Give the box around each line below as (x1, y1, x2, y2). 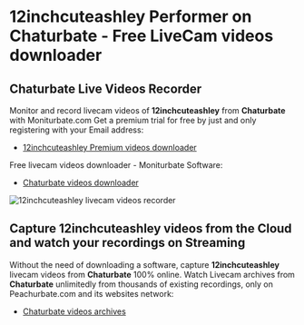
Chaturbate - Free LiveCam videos (9, 25, 274, 46)
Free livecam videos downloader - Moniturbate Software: (9, 160, 223, 170)
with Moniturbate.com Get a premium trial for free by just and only (9, 115, 257, 125)
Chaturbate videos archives (22, 306, 127, 317)
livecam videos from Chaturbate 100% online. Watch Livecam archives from (9, 269, 295, 280)
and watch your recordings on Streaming (9, 235, 246, 251)
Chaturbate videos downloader (22, 177, 139, 188)
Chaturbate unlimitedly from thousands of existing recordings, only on (9, 279, 274, 290)
